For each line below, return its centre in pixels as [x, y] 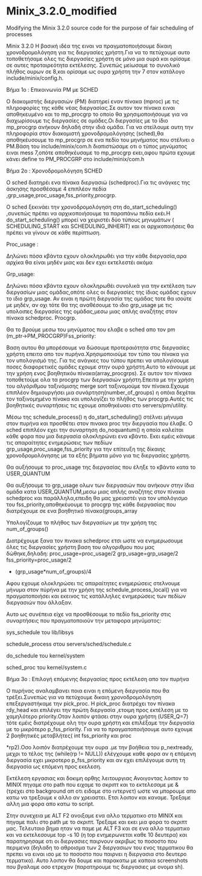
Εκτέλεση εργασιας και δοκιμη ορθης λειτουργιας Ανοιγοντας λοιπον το [97, 778]
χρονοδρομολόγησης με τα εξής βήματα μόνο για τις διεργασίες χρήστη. [98, 455]
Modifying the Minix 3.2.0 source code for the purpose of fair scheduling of [100, 28]
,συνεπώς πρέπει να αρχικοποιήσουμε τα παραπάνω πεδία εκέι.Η [88, 213]
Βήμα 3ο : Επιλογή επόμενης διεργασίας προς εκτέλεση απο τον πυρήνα [98, 679]
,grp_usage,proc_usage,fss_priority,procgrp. [61, 195]
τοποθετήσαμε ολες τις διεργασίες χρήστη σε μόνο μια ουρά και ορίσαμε [99, 59]
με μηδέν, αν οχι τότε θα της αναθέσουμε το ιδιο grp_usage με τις [89, 305]
